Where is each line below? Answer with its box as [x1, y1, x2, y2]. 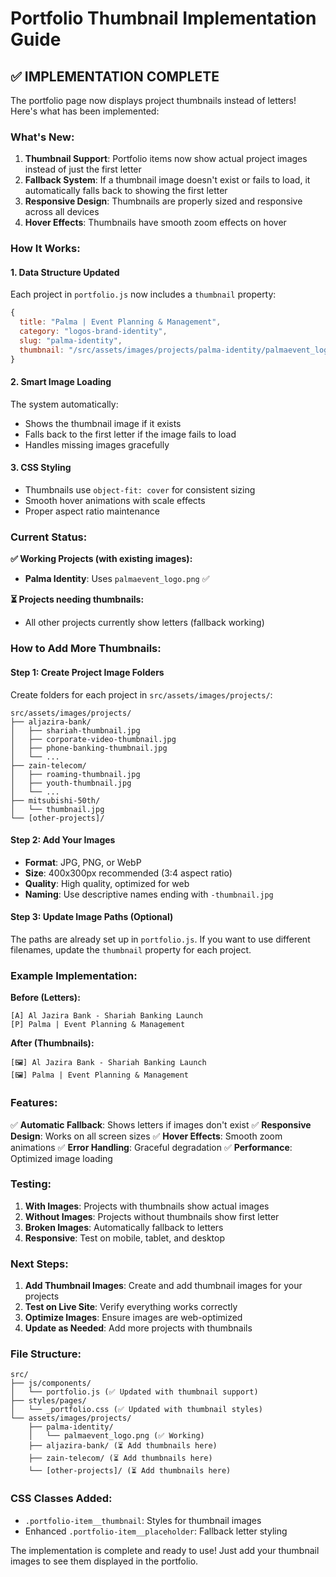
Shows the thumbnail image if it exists [24, 417, 182, 429]
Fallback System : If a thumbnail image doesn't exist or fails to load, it [24, 174, 311, 186]
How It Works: [10, 242, 81, 256]
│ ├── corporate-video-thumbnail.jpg [10, 734, 177, 744]
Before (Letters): [10, 992, 81, 1004]
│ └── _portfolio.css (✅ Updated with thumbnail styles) [10, 1405, 263, 1415]
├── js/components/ [10, 1378, 92, 1389]
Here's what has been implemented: [10, 105, 160, 117]
